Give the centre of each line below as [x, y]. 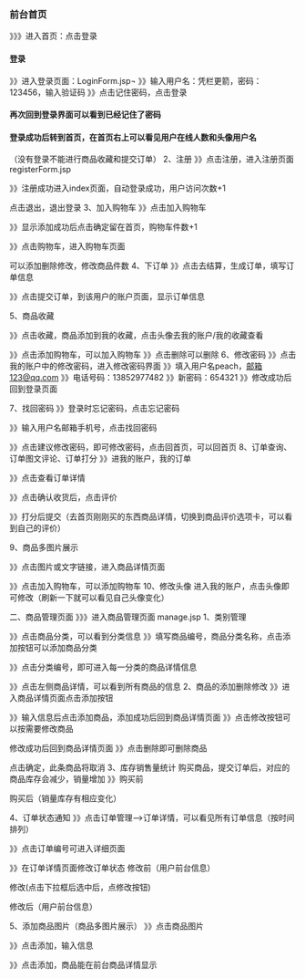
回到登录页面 [33, 389]
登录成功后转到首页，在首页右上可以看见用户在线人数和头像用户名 [133, 137]
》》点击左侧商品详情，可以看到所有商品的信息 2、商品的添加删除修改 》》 [146, 687]
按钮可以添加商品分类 [57, 648]
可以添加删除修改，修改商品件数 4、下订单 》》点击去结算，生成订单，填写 [148, 266]
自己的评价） [41, 528]
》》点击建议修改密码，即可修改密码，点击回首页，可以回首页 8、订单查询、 [151, 447]
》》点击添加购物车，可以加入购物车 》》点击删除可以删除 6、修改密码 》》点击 [153, 355]
